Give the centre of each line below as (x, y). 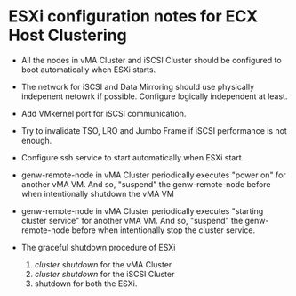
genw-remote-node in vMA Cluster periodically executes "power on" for (153, 175)
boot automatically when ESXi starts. (88, 70)
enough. (36, 140)
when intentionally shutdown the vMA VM (97, 193)
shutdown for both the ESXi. (86, 284)
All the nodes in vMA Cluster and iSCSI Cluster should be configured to (151, 60)
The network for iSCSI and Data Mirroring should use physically (138, 86)
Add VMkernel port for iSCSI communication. (104, 113)
